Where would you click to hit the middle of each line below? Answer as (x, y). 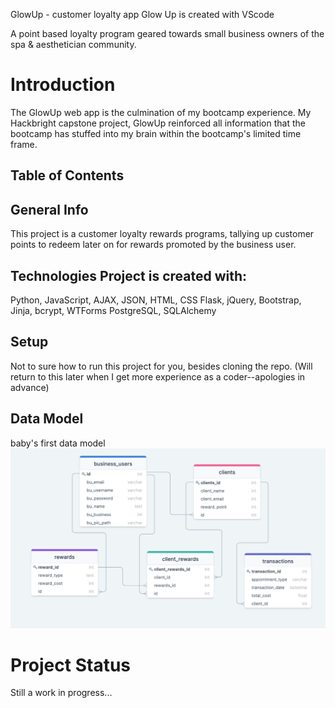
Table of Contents (67, 175)
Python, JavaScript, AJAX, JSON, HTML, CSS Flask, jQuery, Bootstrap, (156, 300)
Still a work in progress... (61, 693)
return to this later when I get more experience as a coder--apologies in (158, 376)
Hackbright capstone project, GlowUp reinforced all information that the (158, 123)
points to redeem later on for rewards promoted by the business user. (153, 245)
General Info (49, 209)
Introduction (63, 85)
